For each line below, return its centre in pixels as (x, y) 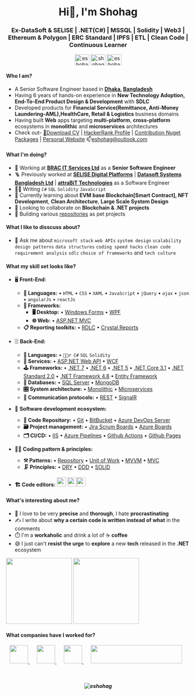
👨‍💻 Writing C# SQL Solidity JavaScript (60, 189)
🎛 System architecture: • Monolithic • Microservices (88, 389)
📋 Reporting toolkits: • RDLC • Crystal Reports (81, 328)
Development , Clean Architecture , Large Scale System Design (91, 201)
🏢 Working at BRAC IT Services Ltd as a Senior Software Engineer (95, 168)
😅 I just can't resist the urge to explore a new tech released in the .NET (102, 543)
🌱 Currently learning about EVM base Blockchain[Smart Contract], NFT (101, 195)
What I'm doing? (27, 155)
